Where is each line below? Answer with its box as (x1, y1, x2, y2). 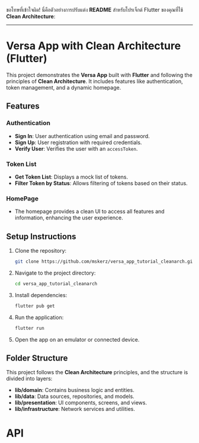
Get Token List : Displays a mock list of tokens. (14, 173, 129, 180)
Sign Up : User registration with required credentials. (14, 139, 142, 146)
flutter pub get (14, 303, 55, 309)
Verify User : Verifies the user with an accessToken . (14, 145, 138, 152)
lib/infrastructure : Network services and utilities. (14, 406, 135, 413)
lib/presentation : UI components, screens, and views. (14, 399, 147, 406)
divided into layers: (6, 375, 53, 383)
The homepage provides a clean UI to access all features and (14, 208, 165, 215)
